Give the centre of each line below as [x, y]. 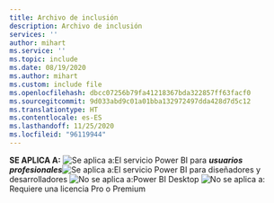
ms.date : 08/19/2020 [48, 68]
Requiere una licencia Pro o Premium [78, 189]
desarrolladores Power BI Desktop [104, 179]
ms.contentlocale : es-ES [56, 118]
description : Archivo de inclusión [76, 26]
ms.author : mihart [44, 76]
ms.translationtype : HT [54, 110]
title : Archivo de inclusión [64, 18]
